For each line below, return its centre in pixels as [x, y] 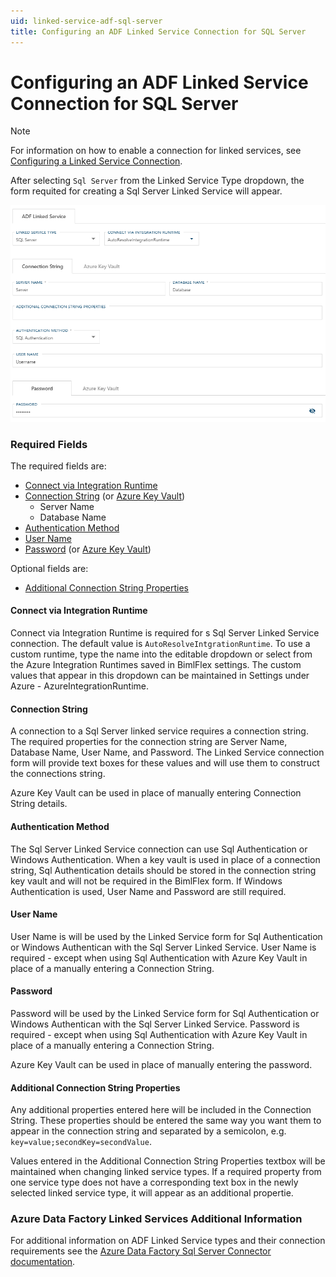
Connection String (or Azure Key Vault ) [105, 496]
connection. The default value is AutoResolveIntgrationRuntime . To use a [160, 644]
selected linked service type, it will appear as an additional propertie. [152, 1193]
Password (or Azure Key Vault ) [88, 549]
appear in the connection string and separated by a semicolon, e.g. [148, 1131]
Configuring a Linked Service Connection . [96, 161]
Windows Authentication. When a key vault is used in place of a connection [165, 859]
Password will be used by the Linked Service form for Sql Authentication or [165, 1013]
